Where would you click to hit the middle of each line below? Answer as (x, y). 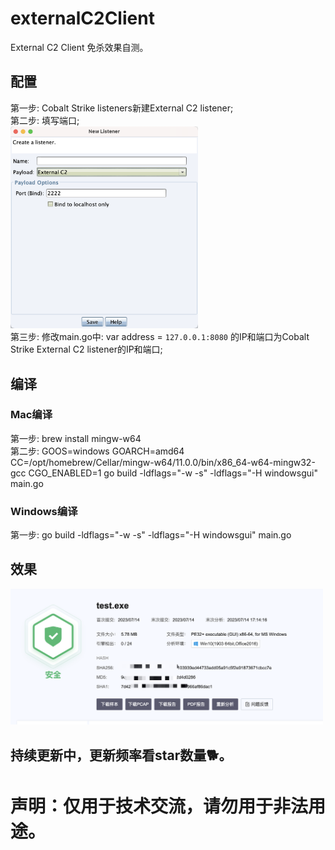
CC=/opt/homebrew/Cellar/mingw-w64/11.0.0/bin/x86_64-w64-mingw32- (163, 462)
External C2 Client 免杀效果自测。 (79, 47)
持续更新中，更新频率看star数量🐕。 (121, 755)
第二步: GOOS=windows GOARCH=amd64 (97, 451)
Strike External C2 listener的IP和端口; (86, 349)
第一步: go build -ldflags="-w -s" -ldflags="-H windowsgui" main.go (151, 535)
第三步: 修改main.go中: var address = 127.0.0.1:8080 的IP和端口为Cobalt (160, 337)
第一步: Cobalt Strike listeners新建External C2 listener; (122, 108)
